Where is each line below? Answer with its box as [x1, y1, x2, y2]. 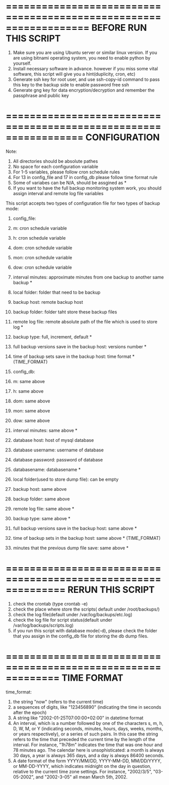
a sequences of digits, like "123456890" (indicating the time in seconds [13, 704, 161, 710]
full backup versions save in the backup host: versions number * [13, 343, 147, 349]
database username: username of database [13, 447, 104, 453]
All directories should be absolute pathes [13, 158, 98, 164]
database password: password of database [13, 456, 103, 463]
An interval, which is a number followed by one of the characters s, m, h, [13, 720, 163, 726]
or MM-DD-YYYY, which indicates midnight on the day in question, [13, 763, 151, 769]
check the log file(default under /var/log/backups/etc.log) [13, 611, 133, 617]
